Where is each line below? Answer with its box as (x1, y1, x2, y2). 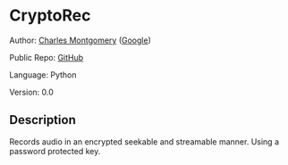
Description (9, 112, 76, 128)
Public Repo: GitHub (9, 52, 84, 62)
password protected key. (9, 145, 101, 156)
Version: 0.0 (9, 87, 54, 97)
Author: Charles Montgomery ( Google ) (9, 35, 152, 45)
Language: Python (9, 69, 78, 80)
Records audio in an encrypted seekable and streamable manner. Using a (9, 136, 280, 147)
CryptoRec (9, 5, 91, 26)
